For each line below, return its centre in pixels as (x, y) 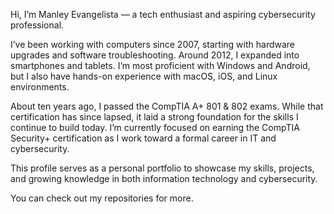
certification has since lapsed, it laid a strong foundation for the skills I (154, 117)
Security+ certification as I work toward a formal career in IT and (143, 138)
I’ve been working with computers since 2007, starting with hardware (153, 44)
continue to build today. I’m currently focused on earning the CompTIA (155, 127)
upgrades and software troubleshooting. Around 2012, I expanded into (155, 55)
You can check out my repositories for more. (102, 198)
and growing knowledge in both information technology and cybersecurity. (164, 178)
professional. (37, 25)
